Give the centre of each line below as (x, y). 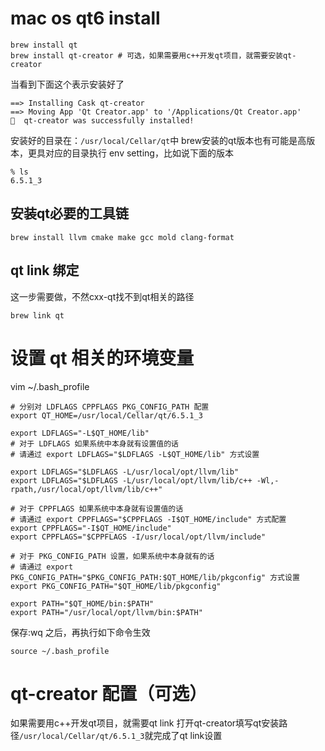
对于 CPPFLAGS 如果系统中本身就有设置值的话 (101, 508)
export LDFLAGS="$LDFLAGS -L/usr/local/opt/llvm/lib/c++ (131, 480)
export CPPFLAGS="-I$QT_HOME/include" (91, 528)
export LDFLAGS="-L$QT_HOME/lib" (80, 433)
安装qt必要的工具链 (69, 213)
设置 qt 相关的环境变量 (102, 358)
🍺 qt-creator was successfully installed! (102, 120)
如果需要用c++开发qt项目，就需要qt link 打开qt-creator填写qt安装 (145, 723)
